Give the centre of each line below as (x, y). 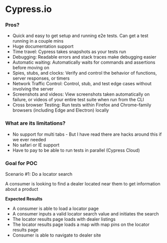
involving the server (33, 89)
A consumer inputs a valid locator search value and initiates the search (86, 214)
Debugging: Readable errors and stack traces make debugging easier (84, 57)
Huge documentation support (43, 47)
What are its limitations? (35, 123)
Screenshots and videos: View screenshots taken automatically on (81, 94)
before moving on (31, 68)
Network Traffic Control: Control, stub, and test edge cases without (82, 84)
